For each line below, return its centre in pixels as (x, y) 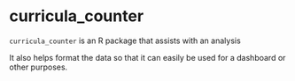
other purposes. (39, 67)
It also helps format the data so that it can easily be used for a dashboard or (147, 57)
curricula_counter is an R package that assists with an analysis (125, 40)
